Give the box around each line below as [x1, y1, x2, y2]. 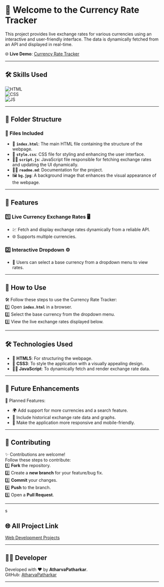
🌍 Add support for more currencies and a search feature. [12, 407, 128, 413]
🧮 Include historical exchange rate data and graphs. [12, 414, 116, 420]
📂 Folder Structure [5, 115, 62, 124]
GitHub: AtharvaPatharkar [5, 572, 57, 578]
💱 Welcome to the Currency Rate [5, 4, 140, 16]
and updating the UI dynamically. [12, 162, 79, 168]
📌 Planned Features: [5, 398, 45, 403]
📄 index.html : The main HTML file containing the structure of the [12, 141, 143, 147]
